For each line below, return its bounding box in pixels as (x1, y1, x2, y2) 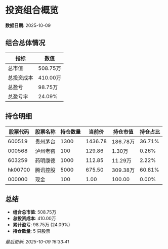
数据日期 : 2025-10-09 (5, 22, 51, 28)
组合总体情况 (5, 38, 46, 47)
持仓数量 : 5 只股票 (12, 228, 51, 234)
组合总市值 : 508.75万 (12, 209, 57, 215)
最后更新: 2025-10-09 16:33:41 (5, 239, 69, 245)
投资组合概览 (5, 5, 59, 16)
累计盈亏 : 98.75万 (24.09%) (12, 222, 70, 228)
